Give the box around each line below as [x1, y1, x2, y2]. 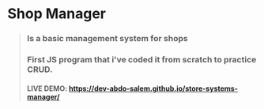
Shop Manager [7, 5, 107, 23]
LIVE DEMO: [26, 84, 68, 93]
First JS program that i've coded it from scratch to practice [26, 54, 257, 66]
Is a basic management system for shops [26, 33, 188, 44]
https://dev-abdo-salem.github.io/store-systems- [69, 84, 238, 93]
